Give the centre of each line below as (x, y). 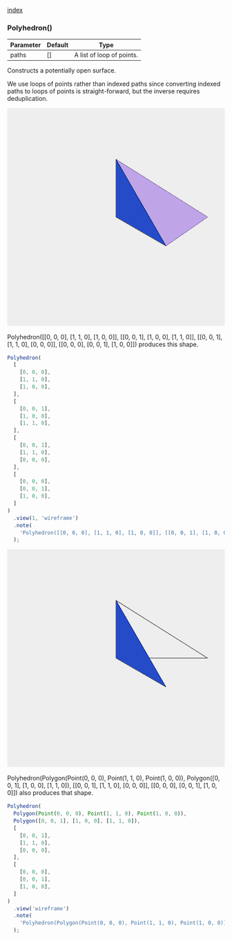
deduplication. (28, 98)
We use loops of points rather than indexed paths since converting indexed (114, 84)
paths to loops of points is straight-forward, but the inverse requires (104, 91)
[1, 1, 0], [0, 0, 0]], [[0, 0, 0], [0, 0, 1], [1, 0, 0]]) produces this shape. (103, 344)
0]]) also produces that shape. (50, 793)
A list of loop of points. (106, 55)
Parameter (26, 45)
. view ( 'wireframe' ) (41, 908)
